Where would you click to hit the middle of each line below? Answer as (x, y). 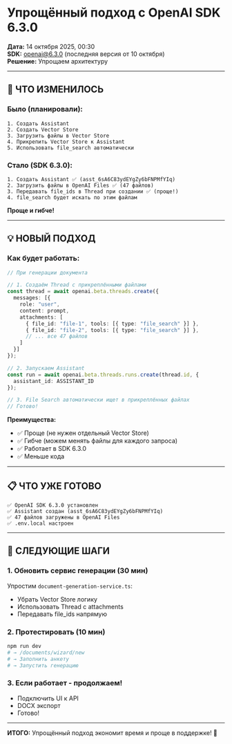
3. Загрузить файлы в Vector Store (58, 136)
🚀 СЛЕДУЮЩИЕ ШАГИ (59, 551)
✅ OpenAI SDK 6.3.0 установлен (53, 505)
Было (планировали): (45, 109)
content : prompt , (45, 310)
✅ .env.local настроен (40, 523)
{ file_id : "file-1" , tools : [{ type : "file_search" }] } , (112, 324)
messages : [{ (32, 298)
